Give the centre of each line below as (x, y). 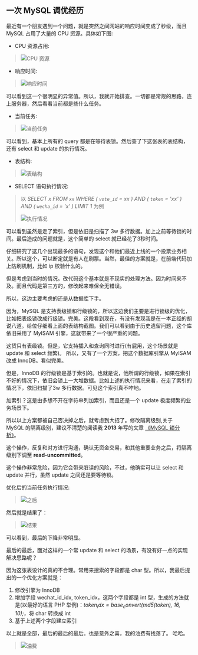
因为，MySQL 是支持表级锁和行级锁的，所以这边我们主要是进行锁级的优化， (98, 311)
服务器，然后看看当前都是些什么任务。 (57, 103)
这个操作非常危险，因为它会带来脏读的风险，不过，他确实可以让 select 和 (95, 467)
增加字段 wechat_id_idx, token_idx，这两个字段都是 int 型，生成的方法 (99, 597)
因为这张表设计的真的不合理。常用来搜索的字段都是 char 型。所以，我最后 (96, 570)
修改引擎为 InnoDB (37, 590)
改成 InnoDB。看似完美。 (36, 360)
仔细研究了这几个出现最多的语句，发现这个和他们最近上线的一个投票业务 (94, 251)
